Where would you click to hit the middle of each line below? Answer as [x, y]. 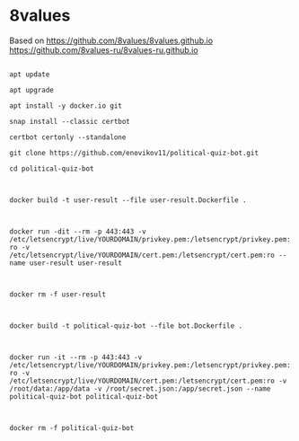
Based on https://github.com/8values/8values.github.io [111, 40]
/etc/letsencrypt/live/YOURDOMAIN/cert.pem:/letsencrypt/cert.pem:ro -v [148, 381]
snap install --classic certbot [70, 121]
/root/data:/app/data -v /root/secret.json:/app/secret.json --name [140, 388]
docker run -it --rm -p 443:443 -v [76, 357]
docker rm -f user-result [57, 294]
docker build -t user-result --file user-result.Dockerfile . [128, 200]
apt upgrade [31, 90]
